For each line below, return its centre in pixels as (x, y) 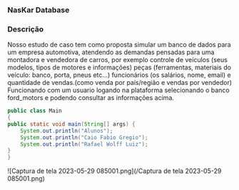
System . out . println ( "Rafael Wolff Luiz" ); (84, 144)
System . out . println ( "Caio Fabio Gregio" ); (84, 137)
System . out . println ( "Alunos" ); (67, 131)
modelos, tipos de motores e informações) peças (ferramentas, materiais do (119, 67)
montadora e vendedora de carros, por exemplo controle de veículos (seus (118, 60)
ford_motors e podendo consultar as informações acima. (91, 98)
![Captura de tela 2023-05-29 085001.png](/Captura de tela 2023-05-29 (115, 171)
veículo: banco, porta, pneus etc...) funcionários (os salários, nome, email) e (119, 75)
